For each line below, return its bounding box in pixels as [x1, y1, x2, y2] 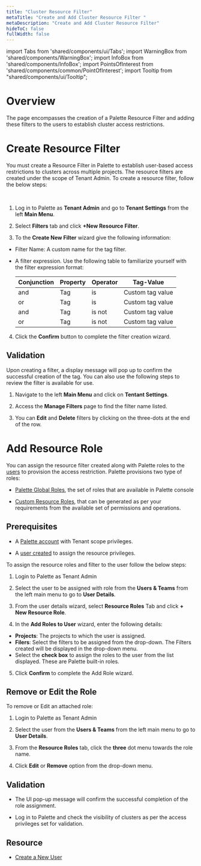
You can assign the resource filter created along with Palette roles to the [6, 461, 185, 469]
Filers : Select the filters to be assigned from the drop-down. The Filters [14, 638, 192, 646]
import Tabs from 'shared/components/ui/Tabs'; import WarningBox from [6, 48, 187, 55]
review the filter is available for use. [6, 379, 94, 386]
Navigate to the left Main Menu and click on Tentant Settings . [14, 391, 169, 398]
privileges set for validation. [14, 820, 84, 827]
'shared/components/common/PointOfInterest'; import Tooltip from [6, 67, 173, 74]
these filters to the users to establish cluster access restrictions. [6, 121, 165, 128]
